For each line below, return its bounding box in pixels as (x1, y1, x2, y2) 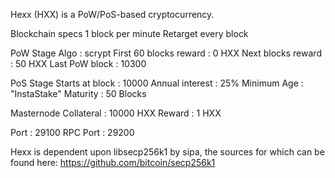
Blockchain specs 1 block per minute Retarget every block (10, 28, 249, 39)
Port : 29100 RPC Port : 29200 (10, 127, 135, 138)
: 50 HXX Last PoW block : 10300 (10, 58, 147, 69)
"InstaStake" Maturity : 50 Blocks (10, 88, 147, 99)
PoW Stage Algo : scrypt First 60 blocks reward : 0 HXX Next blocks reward (10, 47, 322, 59)
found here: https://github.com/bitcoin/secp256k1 (10, 157, 216, 168)
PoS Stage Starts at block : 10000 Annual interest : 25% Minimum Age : (10, 77, 304, 89)
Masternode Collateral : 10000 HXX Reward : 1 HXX (10, 107, 222, 119)
